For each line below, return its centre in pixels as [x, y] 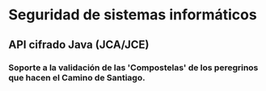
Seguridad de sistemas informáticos [133, 15]
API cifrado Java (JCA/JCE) [79, 45]
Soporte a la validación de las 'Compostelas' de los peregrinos [133, 68]
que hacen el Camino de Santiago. [77, 77]
